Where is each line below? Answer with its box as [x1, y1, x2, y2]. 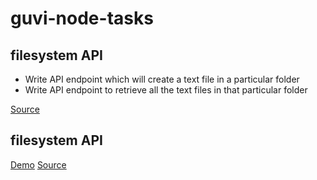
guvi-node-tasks [10, 7, 154, 30]
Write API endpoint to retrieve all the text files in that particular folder [24, 84, 308, 96]
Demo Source [10, 158, 67, 171]
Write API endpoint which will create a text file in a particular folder [24, 73, 300, 85]
